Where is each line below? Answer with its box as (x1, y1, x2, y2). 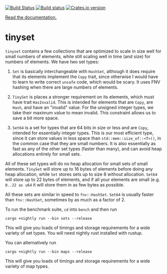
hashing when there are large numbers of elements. (12, 84, 118, 90)
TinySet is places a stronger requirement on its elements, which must (12, 93, 155, 99)
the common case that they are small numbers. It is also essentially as (12, 140, 156, 146)
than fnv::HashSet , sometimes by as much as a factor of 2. (5, 196, 126, 202)
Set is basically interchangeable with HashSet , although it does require (12, 68, 156, 74)
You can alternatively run (5, 239, 56, 246)
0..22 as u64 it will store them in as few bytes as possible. (5, 182, 125, 187)
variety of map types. (5, 263, 49, 269)
